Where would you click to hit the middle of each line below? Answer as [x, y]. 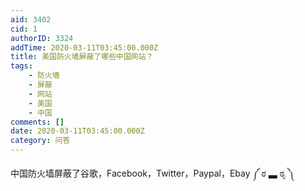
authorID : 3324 [42, 38]
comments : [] [37, 122]
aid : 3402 [31, 19]
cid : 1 [24, 29]
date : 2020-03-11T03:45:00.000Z [77, 131]
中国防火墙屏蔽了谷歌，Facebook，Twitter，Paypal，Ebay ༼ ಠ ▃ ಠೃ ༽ [152, 173]
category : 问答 [40, 141]
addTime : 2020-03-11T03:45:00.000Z [84, 47]
